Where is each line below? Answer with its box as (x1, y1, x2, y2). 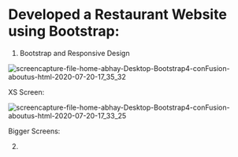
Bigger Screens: (8, 126, 61, 136)
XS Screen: (8, 87, 45, 96)
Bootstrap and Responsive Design (19, 48, 130, 58)
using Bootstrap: (8, 22, 120, 40)
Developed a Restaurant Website (8, 6, 227, 24)
